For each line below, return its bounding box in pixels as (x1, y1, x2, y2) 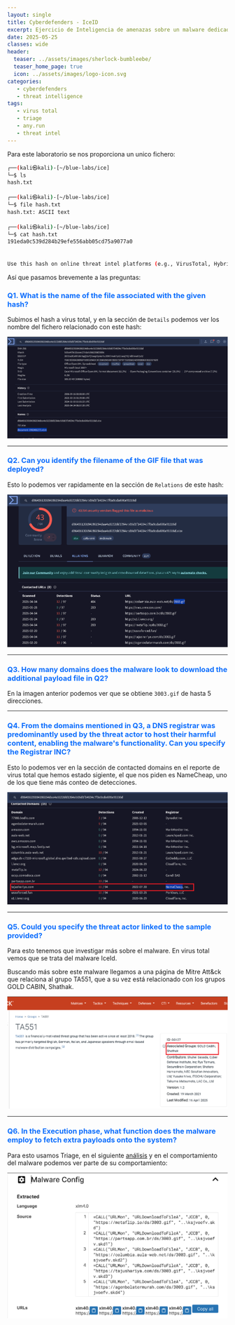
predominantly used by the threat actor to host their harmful (7, 729, 216, 739)
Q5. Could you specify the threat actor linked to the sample (7, 922, 212, 931)
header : (7, 48, 30, 55)
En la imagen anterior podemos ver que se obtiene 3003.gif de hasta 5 (7, 690, 212, 698)
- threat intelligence (16, 93, 83, 100)
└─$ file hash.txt (7, 201, 61, 208)
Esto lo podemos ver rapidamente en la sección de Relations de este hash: (7, 480, 224, 489)
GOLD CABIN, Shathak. (7, 982, 74, 990)
